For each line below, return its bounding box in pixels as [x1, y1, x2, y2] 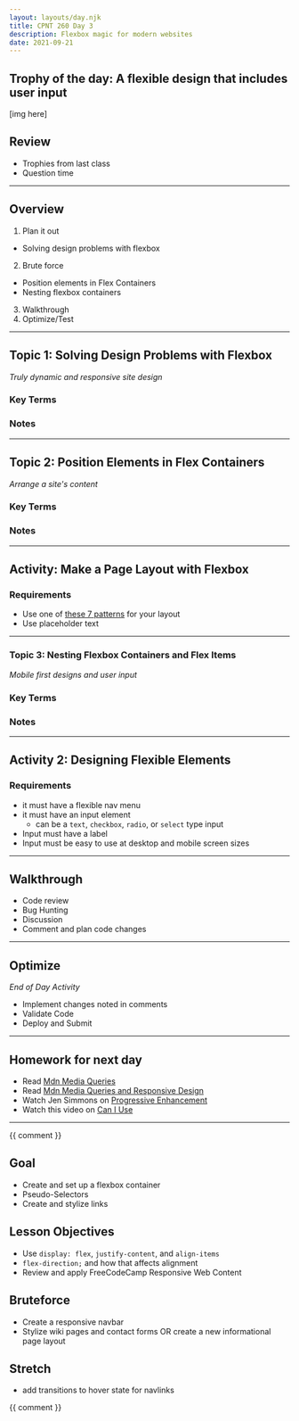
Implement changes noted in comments [21, 999, 168, 1010]
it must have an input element [21, 809, 131, 820]
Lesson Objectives [9, 1224, 115, 1240]
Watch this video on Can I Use [21, 1104, 133, 1115]
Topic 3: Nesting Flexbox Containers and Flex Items [9, 649, 237, 661]
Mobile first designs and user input [9, 669, 138, 680]
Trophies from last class [21, 158, 111, 169]
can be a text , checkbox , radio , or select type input [35, 818, 224, 830]
